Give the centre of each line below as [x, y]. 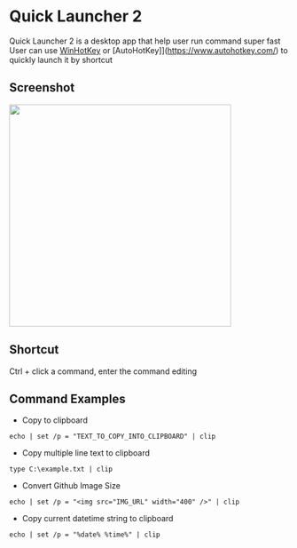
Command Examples [67, 398]
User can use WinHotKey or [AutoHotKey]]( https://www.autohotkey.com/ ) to [148, 50]
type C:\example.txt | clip [61, 469]
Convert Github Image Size [71, 486]
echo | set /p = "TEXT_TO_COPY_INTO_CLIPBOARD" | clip [113, 437]
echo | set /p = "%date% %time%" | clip [85, 535]
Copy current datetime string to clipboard [98, 519]
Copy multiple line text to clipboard [86, 453]
